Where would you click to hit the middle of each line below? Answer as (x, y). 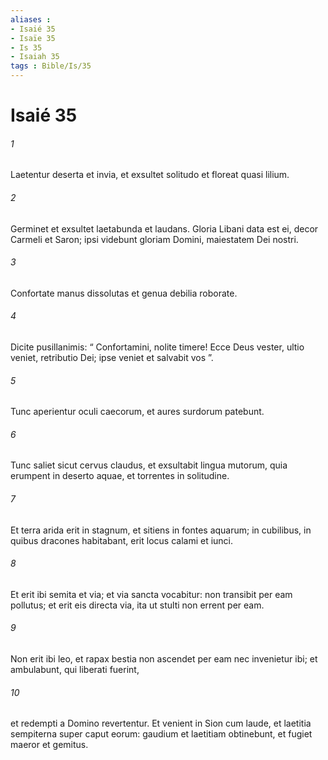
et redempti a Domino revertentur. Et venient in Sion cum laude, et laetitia (161, 723)
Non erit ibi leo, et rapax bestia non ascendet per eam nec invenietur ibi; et (164, 659)
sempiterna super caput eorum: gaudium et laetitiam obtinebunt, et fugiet (161, 734)
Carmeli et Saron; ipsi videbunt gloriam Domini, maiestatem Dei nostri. (154, 239)
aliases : (31, 19)
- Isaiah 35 (35, 57)
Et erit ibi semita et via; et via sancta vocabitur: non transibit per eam (151, 594)
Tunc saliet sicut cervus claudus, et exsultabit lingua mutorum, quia (149, 465)
